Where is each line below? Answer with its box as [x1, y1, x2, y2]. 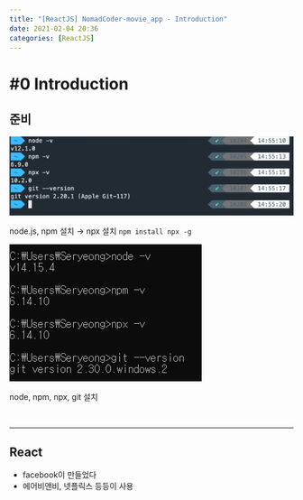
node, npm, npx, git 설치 [9, 392, 98, 403]
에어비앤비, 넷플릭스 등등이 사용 [22, 480, 133, 491]
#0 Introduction [9, 73, 129, 94]
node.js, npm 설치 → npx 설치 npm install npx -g [9, 226, 192, 236]
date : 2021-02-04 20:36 [9, 23, 99, 33]
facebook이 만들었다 [22, 469, 97, 480]
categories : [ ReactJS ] [9, 33, 95, 42]
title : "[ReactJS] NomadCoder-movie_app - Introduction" [9, 14, 228, 23]
